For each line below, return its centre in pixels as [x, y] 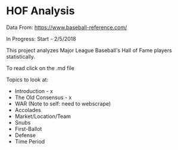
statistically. [21, 56]
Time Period [30, 141]
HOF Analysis [40, 11]
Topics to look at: [27, 79]
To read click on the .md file [40, 68]
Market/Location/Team [43, 116]
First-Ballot [28, 129]
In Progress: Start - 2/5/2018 [41, 39]
